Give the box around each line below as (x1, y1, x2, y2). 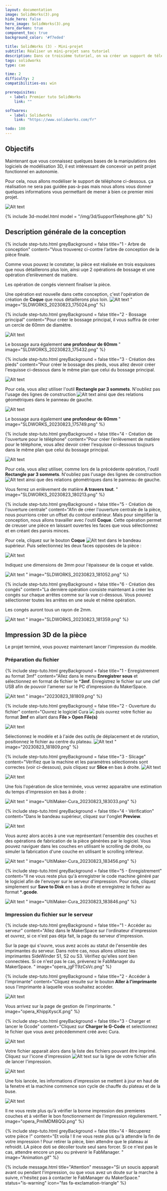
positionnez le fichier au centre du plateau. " (5, 738, 117, 744)
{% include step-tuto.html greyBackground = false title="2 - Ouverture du (5, 703, 156, 709)
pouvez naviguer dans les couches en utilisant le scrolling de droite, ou (5, 843, 151, 849)
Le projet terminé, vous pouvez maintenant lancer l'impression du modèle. (5, 644, 158, 650)
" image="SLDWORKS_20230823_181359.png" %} (25, 616, 129, 622)
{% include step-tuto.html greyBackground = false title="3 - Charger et (5, 1018, 151, 1024)
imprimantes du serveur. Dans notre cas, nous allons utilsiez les (5, 948, 136, 954)
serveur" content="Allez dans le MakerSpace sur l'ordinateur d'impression (5, 928, 158, 934)
